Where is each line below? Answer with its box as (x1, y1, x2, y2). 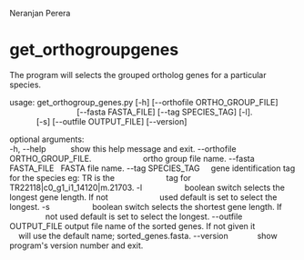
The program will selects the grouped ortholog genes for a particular (9, 69, 267, 80)
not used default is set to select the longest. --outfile (45, 211, 243, 222)
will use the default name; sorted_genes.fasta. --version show (17, 230, 278, 241)
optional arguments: (9, 134, 85, 145)
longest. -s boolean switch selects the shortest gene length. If (9, 201, 282, 212)
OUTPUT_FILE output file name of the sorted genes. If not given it (9, 220, 256, 231)
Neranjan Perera (9, 8, 71, 18)
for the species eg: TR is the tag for (9, 172, 191, 183)
